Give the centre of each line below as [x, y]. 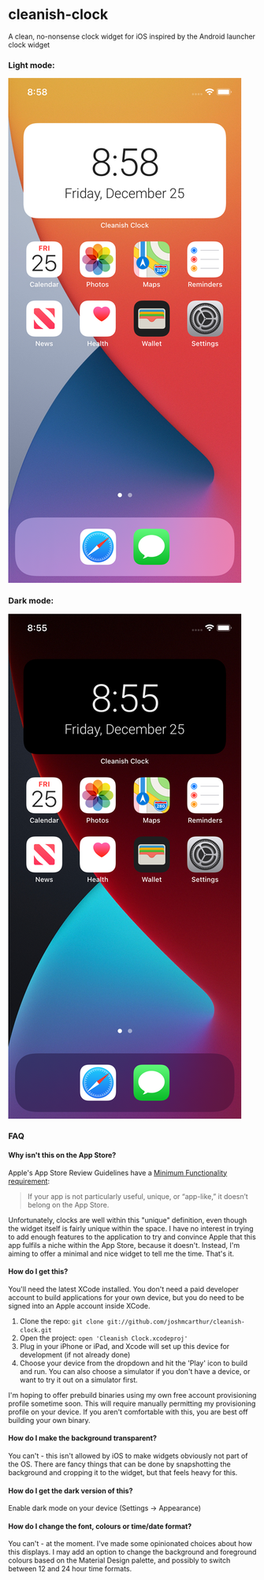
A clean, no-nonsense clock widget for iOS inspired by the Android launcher [132, 36]
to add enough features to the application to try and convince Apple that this [132, 1237]
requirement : [29, 1181]
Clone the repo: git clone [61, 1321]
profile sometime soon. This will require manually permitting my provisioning [132, 1403]
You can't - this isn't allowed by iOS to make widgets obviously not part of [128, 1456]
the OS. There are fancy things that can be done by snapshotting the [119, 1464]
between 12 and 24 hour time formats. [70, 1569]
